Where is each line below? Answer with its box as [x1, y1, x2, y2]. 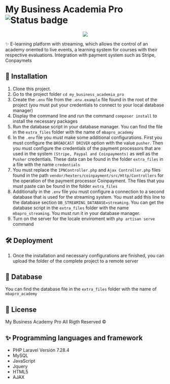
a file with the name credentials [12, 161, 80, 168]
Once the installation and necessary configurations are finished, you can [12, 252, 165, 258]
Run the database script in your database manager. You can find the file [12, 123, 163, 129]
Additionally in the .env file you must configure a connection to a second [12, 188, 165, 195]
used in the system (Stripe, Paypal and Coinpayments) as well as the [12, 150, 158, 156]
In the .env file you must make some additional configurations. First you [12, 134, 162, 141]
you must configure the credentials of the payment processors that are [12, 145, 161, 151]
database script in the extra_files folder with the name [12, 205, 129, 211]
